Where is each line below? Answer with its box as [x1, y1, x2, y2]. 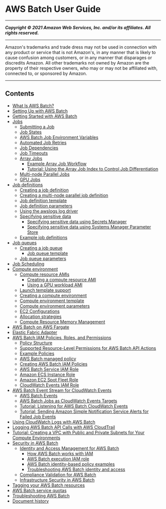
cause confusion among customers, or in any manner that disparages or [5, 55, 152, 61]
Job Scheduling [12, 260, 44, 266]
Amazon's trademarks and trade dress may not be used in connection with [5, 44, 157, 50]
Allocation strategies [19, 314, 62, 319]
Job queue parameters [19, 255, 67, 261]
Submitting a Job [19, 124, 55, 129]
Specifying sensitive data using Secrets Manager [27, 218, 127, 224]
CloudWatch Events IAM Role [19, 382, 80, 388]
